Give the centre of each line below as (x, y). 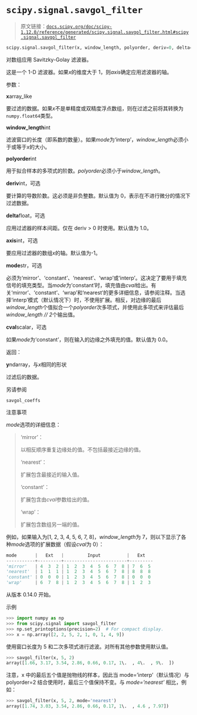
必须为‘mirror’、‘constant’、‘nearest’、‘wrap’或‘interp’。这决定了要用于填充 (96, 278)
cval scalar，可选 (26, 327)
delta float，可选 (26, 215)
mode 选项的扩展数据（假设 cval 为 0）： (58, 544)
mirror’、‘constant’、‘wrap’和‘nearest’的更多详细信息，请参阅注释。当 (96, 292)
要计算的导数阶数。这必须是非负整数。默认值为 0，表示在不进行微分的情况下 (98, 195)
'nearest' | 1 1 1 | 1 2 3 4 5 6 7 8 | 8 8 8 (79, 572)
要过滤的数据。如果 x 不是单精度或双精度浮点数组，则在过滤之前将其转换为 (95, 108)
